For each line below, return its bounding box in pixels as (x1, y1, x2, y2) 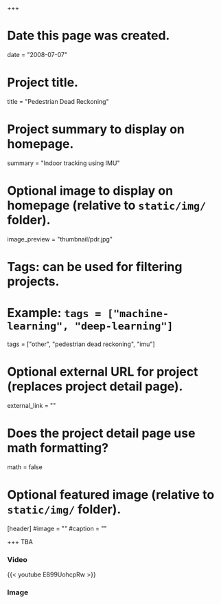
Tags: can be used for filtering (7, 259, 183, 274)
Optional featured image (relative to (7, 486, 215, 502)
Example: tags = (7, 305, 102, 321)
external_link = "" (7, 401, 56, 409)
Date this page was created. (7, 28, 170, 43)
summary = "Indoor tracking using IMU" (7, 159, 120, 167)
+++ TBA (7, 537, 33, 546)
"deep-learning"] (74, 320, 174, 333)
